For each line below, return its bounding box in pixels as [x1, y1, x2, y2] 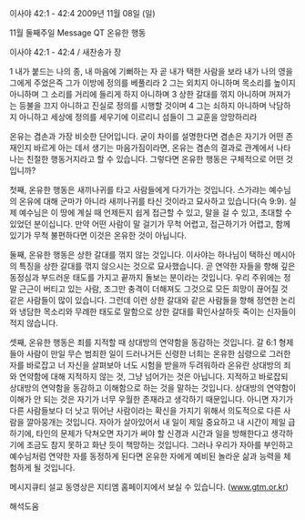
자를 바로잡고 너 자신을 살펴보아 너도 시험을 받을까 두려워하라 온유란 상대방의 [9, 360, 282, 371]
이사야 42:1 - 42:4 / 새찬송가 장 [9, 46, 122, 57]
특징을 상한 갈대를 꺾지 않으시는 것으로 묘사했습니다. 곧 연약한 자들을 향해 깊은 [18, 260, 296, 271]
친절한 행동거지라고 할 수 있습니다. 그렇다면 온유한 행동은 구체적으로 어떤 [25, 154, 284, 164]
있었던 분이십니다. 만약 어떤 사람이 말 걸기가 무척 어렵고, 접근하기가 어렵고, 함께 [9, 219, 291, 229]
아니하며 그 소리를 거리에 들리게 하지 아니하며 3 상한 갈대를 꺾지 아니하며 [9, 89, 267, 99]
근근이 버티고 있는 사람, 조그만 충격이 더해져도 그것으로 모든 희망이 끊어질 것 [18, 283, 289, 294]
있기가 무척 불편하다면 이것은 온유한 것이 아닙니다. [9, 230, 188, 240]
